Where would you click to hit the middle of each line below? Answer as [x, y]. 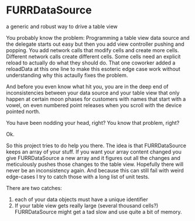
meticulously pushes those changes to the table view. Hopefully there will [95, 164]
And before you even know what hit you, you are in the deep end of [87, 86]
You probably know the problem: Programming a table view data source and [98, 38]
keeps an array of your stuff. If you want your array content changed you [94, 152]
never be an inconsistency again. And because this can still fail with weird [95, 170]
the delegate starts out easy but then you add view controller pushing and [95, 44]
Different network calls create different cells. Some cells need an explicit [93, 56]
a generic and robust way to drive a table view [62, 26]
